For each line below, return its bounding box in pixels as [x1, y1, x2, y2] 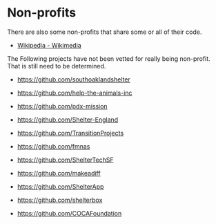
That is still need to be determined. [7, 62, 106, 70]
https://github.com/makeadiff [17, 169, 101, 177]
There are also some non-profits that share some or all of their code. [7, 28, 202, 36]
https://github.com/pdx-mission [17, 102, 108, 110]
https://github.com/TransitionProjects [17, 129, 124, 137]
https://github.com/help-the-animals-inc [17, 88, 132, 97]
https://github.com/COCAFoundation [17, 209, 122, 217]
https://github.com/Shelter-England [17, 115, 119, 124]
